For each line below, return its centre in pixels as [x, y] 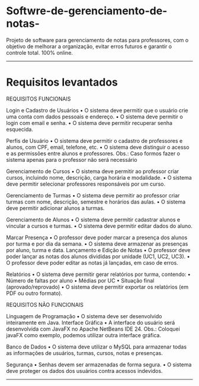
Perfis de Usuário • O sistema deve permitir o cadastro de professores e [94, 140]
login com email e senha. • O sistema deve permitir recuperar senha [89, 123]
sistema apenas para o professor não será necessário [72, 159]
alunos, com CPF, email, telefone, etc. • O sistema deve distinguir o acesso [98, 147]
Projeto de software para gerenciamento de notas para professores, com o [97, 40]
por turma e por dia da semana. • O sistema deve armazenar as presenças [97, 244]
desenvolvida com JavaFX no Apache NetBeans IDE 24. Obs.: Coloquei [93, 329]
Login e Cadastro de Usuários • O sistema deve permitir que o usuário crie [97, 110]
